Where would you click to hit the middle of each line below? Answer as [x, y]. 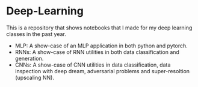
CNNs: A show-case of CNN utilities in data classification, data [93, 65]
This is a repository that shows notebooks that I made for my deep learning [99, 28]
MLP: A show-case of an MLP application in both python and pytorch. [101, 46]
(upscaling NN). [34, 77]
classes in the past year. [36, 34]
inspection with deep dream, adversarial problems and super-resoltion [102, 71]
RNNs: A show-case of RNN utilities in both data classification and [97, 52]
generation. [29, 58]
